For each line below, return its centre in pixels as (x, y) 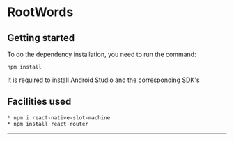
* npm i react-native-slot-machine (59, 118)
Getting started (41, 38)
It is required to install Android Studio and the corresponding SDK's (103, 80)
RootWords (40, 12)
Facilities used (39, 102)
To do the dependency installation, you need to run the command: (102, 54)
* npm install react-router (48, 124)
